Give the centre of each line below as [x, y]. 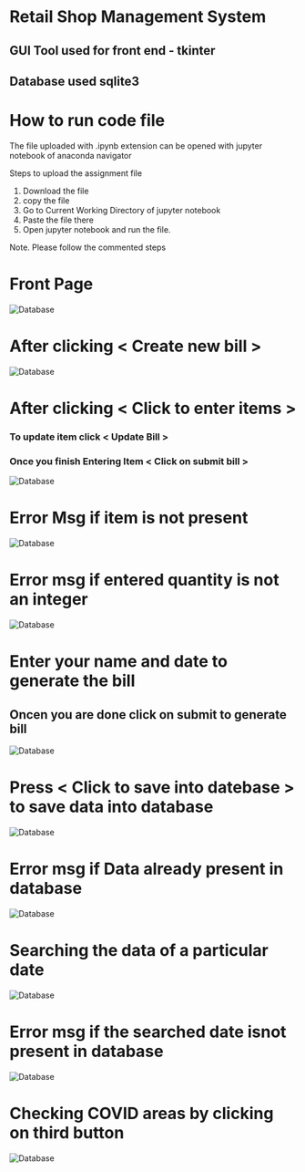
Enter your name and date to [118, 662]
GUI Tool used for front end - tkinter [112, 51]
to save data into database [112, 807]
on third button [67, 1133]
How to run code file [87, 121]
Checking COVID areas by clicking [142, 1114]
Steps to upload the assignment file [76, 173]
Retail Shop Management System [138, 17]
